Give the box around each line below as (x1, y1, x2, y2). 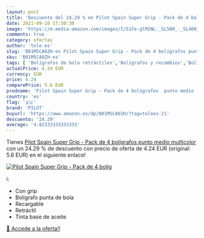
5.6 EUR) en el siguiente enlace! (6, 151, 86, 158)
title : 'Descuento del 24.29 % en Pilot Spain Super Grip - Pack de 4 (6, 15, 189, 21)
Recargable (15, 200, 44, 208)
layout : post (6, 8, 39, 15)
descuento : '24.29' (6, 116, 56, 122)
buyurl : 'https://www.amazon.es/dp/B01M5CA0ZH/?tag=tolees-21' (6, 110, 170, 117)
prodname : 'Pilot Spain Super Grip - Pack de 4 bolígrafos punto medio (6, 88, 194, 94)
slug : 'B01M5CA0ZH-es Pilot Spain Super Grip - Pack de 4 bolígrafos (6, 49, 186, 55)
